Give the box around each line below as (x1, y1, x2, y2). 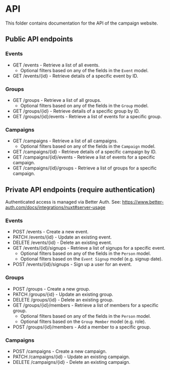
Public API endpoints (5, 35, 73, 43)
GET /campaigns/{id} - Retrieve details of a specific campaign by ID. (12, 149, 157, 155)
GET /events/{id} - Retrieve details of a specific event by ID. (12, 73, 139, 79)
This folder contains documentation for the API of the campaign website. (5, 20, 158, 26)
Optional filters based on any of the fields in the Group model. (20, 102, 149, 108)
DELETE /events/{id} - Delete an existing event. (12, 240, 112, 246)
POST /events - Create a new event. (12, 229, 89, 235)
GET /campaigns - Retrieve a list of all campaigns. (12, 138, 118, 144)
